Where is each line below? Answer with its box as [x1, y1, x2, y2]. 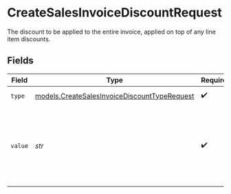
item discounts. [7, 34, 51, 43]
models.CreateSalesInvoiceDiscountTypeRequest [34, 91, 195, 100]
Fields [7, 55, 34, 67]
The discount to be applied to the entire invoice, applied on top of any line [7, 28, 217, 36]
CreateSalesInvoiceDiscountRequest [7, 5, 222, 21]
